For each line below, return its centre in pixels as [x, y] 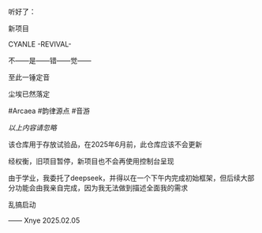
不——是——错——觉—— [50, 60]
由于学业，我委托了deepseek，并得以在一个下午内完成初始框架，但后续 [124, 178]
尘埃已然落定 [29, 94]
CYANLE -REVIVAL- [40, 44]
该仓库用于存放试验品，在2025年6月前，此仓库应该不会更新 [105, 144]
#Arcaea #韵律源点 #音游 [49, 111]
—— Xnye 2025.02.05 [44, 220]
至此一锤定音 [29, 77]
